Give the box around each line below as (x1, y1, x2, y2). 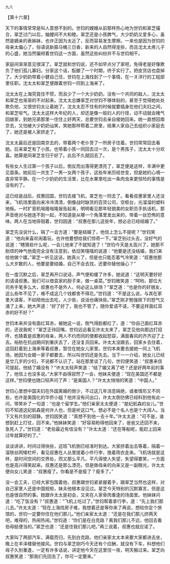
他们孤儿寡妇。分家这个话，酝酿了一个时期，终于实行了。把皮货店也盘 (14, 67, 160, 73)
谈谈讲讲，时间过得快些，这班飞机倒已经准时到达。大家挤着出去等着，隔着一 (5, 443, 165, 449)
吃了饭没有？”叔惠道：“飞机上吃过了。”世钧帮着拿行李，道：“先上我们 (16, 498, 159, 504)
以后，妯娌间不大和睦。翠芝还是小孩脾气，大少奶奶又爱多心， (31, 31, 160, 37)
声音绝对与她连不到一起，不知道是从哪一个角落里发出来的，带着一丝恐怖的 (5, 212, 160, 218)
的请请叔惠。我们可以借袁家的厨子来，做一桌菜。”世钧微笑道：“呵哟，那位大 (5, 278, 162, 284)
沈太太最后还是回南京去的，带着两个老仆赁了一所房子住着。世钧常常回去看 (5, 140, 160, 145)
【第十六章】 (5, 14, 32, 20)
